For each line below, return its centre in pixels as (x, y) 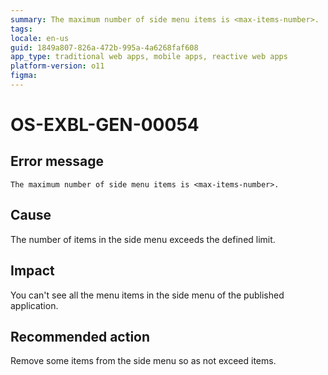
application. (34, 305)
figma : (24, 76)
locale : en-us (40, 38)
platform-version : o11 (57, 66)
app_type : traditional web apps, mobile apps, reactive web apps (149, 57)
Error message (57, 161)
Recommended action (80, 336)
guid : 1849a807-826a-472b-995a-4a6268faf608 (104, 47)
